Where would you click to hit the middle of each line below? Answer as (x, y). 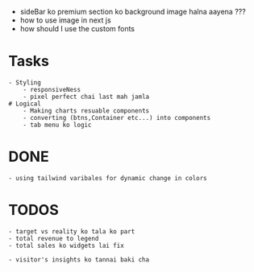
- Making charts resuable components (86, 111)
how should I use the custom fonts (77, 29)
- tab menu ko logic (57, 125)
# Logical (25, 104)
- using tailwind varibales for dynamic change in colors (108, 178)
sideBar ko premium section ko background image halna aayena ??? (133, 12)
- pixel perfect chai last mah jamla (86, 97)
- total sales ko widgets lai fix (67, 245)
